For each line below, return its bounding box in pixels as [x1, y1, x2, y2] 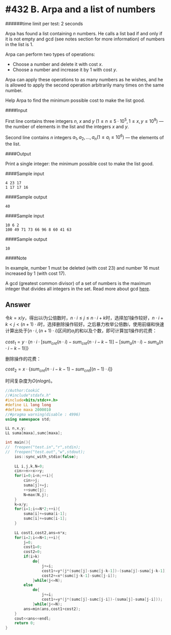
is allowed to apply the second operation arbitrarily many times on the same [5, 82, 164, 88]
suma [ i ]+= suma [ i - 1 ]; [23, 511, 67, 516]
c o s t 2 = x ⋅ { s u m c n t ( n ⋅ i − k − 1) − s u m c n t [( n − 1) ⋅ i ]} [5, 366, 113, 374]
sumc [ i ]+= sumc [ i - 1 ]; [23, 516, 67, 521]
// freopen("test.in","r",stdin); [5, 445, 81, 450]
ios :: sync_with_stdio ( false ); [14, 454, 79, 459]
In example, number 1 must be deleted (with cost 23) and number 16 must [5, 265, 160, 271]
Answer [5, 300, 31, 309]
